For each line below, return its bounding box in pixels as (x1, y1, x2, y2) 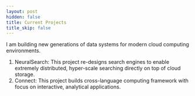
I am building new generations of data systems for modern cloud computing (6, 41, 189, 48)
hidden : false (6, 14, 41, 20)
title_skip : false (6, 25, 51, 31)
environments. (6, 47, 41, 54)
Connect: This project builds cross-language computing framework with (14, 77, 189, 84)
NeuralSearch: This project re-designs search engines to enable (14, 59, 170, 66)
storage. (14, 71, 35, 78)
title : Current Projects (6, 19, 67, 25)
